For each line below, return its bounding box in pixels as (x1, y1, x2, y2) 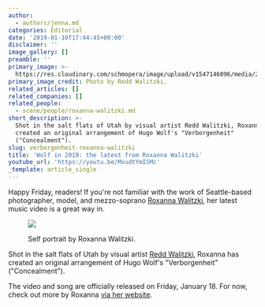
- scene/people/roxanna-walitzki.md (15, 107, 136, 115)
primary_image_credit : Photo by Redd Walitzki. (8, 77, 168, 85)
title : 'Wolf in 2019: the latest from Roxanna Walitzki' (8, 151, 203, 159)
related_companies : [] (8, 92, 83, 100)
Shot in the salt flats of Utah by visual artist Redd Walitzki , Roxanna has (8, 249, 239, 259)
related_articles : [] (8, 84, 80, 93)
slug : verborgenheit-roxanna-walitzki (8, 144, 136, 152)
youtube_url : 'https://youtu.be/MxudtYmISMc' (8, 159, 160, 167)
